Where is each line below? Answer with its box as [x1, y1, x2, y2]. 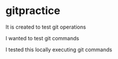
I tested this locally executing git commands [5, 46, 113, 53]
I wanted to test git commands [5, 34, 80, 41]
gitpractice [5, 4, 60, 18]
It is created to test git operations [5, 23, 86, 30]
